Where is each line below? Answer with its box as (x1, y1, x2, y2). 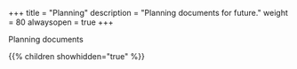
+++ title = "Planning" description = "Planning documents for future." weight (8, 8, 288, 18)
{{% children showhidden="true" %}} (8, 51, 146, 61)
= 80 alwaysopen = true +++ (8, 17, 114, 27)
